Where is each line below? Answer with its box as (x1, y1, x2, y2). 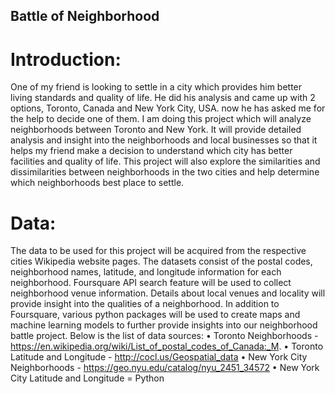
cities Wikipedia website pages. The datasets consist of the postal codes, (10, 255, 313, 268)
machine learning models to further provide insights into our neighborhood (10, 319, 318, 331)
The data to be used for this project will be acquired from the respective (10, 245, 307, 257)
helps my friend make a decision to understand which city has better (10, 145, 293, 157)
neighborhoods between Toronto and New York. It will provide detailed (10, 124, 302, 136)
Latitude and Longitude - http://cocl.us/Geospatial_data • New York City (10, 351, 308, 363)
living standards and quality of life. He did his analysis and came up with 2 (10, 92, 316, 104)
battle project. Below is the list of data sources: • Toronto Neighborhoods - (10, 330, 319, 342)
